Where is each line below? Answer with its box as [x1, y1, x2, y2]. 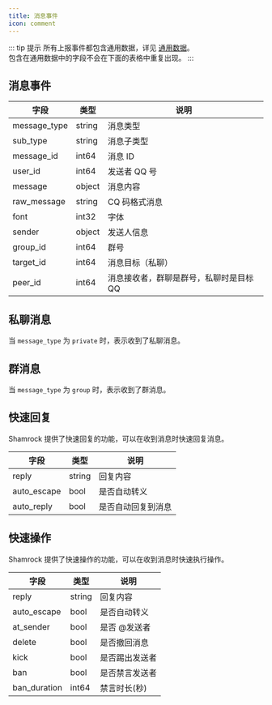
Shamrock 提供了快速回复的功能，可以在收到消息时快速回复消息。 [8, 434, 229, 443]
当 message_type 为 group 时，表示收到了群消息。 [8, 384, 171, 394]
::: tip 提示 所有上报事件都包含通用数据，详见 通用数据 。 [8, 42, 194, 53]
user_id [12, 165, 40, 177]
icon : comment [8, 19, 57, 28]
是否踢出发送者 [100, 652, 158, 663]
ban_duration [12, 681, 63, 693]
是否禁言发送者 [100, 667, 158, 678]
